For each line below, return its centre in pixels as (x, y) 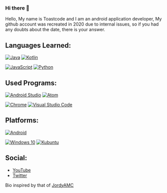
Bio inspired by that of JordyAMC (39, 185)
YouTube (22, 170)
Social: (16, 158)
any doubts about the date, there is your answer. (55, 30)
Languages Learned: (38, 45)
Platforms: (22, 121)
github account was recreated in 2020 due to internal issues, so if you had (82, 24)
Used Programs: (31, 83)
